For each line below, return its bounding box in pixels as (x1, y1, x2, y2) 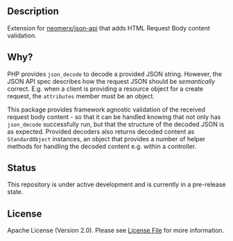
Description (7, 6, 59, 17)
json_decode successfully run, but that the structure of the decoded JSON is (7, 120, 225, 128)
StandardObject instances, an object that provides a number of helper (7, 134, 206, 143)
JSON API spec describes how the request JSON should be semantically (7, 77, 216, 85)
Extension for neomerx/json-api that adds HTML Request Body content (7, 24, 210, 32)
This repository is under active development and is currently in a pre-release (7, 180, 226, 189)
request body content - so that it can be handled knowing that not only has (7, 112, 221, 120)
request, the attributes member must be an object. (7, 91, 155, 100)
